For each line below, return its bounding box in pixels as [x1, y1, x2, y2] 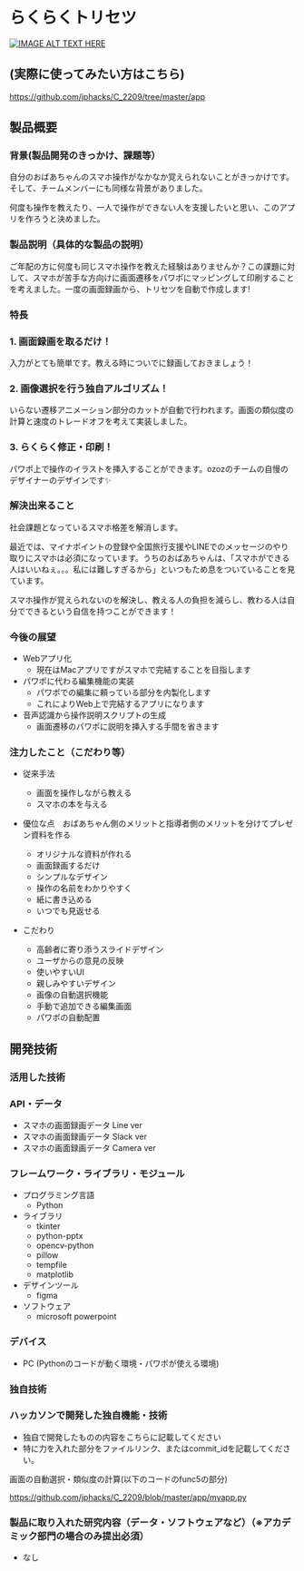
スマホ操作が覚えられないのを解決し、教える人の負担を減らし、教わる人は [9, 594, 288, 605]
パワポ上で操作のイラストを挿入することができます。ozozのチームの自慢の [9, 463, 289, 474]
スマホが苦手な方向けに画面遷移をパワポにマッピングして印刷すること [32, 272, 295, 283]
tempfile [35, 1260, 68, 1271]
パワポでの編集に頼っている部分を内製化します [35, 687, 211, 698]
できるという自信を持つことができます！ [25, 605, 177, 616]
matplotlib [35, 1269, 74, 1280]
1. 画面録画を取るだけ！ [9, 335, 112, 348]
